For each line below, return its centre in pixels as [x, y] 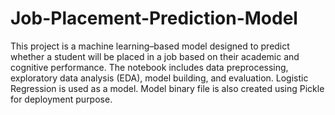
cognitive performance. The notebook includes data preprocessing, [149, 67]
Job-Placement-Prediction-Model [154, 18]
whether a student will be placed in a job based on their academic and [155, 56]
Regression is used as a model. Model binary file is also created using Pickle [167, 88]
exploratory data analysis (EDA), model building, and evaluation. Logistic [159, 78]
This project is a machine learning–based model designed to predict [150, 46]
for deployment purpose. [61, 99]
